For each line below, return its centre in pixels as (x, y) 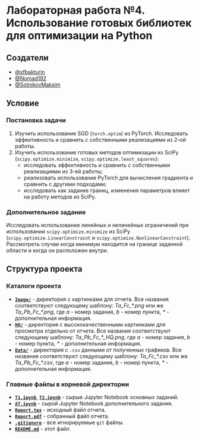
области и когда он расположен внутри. (57, 250)
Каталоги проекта (34, 286)
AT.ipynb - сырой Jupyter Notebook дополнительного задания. (94, 403)
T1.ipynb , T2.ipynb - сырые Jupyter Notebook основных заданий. (97, 397)
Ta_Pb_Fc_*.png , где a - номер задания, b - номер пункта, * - (92, 312)
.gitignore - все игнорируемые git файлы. (69, 422)
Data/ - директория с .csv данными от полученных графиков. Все (98, 350)
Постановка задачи (36, 120)
